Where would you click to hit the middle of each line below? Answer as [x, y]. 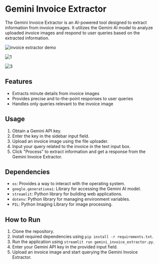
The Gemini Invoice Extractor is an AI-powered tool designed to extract [76, 22]
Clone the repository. [33, 231]
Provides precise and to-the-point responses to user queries [72, 98]
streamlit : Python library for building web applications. [67, 194]
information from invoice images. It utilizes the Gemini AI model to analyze [79, 27]
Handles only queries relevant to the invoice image [63, 104]
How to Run [23, 219]
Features [19, 82]
